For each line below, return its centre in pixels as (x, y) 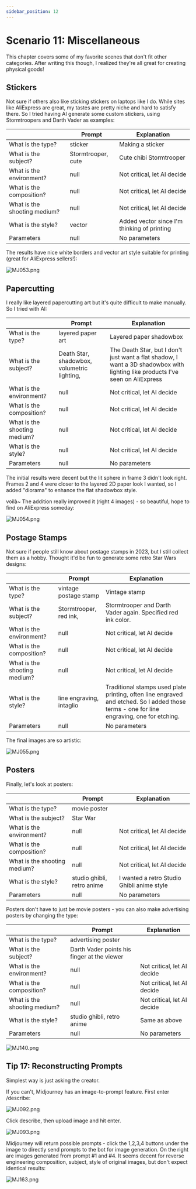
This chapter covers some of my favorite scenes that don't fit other (87, 57)
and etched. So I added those (146, 702)
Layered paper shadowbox (146, 337)
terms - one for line (132, 709)
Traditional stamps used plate (146, 687)
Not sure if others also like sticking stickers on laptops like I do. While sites (96, 102)
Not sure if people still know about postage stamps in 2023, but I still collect (97, 551)
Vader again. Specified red (142, 612)
